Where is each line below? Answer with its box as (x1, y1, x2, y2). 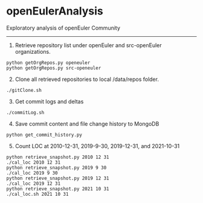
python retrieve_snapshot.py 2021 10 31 (6, 185, 110, 192)
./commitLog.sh (6, 109, 45, 115)
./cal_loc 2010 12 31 (6, 159, 61, 166)
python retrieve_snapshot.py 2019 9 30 (6, 164, 107, 170)
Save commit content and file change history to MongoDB (14, 120, 159, 127)
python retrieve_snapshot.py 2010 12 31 (6, 154, 110, 160)
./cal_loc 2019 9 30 (6, 170, 59, 176)
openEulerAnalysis (6, 4, 104, 18)
